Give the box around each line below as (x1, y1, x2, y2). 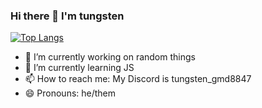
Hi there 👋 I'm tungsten (10, 9, 125, 23)
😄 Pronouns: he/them (24, 87, 117, 99)
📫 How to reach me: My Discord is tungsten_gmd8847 (24, 73, 252, 85)
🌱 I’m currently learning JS (24, 62, 135, 74)
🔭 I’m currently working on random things (24, 51, 196, 63)
